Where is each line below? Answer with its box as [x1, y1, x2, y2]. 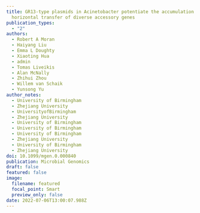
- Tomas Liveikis [11, 64, 55, 70]
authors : [6, 31, 28, 37]
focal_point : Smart [11, 186, 60, 192]
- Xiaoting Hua [11, 53, 50, 59]
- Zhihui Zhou [11, 75, 47, 81]
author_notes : [6, 92, 42, 98]
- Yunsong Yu [11, 87, 44, 92]
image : [6, 175, 23, 181]
